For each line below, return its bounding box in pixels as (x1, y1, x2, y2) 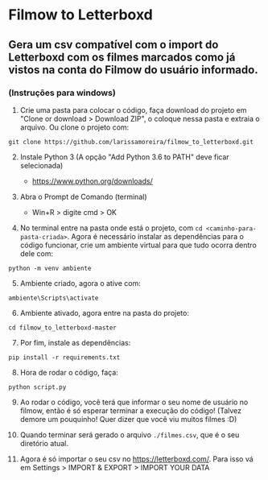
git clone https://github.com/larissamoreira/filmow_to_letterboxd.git (8, 138, 254, 146)
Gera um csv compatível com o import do (8, 38, 219, 52)
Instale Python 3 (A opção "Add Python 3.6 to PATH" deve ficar (19, 151, 229, 162)
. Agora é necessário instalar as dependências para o (67, 231, 244, 241)
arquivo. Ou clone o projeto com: (19, 122, 130, 132)
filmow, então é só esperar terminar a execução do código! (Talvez (19, 405, 242, 416)
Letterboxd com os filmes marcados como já (8, 50, 236, 64)
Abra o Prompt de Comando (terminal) (19, 192, 147, 201)
